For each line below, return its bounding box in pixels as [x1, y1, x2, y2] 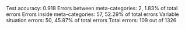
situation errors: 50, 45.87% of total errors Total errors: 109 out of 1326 [6, 17, 177, 23]
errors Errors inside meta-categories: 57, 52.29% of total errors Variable [6, 11, 179, 18]
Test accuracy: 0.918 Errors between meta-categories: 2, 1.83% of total [6, 5, 178, 11]
